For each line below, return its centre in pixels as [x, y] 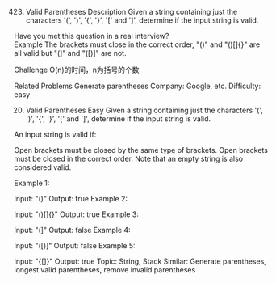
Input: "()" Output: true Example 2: [71, 199]
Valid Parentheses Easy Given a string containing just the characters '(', [144, 110]
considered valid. [43, 167]
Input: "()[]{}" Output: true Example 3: [76, 214]
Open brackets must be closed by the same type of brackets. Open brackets [141, 150]
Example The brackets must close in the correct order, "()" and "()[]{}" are [137, 44]
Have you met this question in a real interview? [92, 36]
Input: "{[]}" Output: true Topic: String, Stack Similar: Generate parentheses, [140, 261]
